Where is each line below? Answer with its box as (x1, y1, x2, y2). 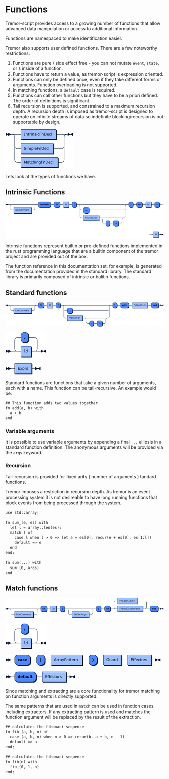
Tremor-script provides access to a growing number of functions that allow (5, 20, 161, 26)
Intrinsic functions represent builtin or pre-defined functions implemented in (5, 243, 163, 249)
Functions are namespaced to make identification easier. (5, 35, 122, 41)
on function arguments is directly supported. (5, 693, 98, 699)
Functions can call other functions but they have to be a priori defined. (12, 92, 158, 98)
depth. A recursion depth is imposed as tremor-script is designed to (12, 108, 153, 114)
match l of (10, 530, 33, 535)
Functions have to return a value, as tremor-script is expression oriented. (12, 70, 164, 77)
